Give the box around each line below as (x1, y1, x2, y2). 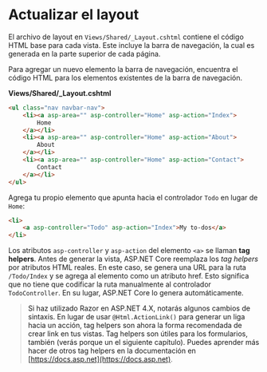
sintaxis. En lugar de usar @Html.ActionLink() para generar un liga (27, 312, 245, 322)
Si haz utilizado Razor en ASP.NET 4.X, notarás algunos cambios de (27, 303, 251, 313)
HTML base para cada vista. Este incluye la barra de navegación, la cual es (8, 40, 255, 49)
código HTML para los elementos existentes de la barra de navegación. (8, 73, 243, 82)
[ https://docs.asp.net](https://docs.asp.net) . (27, 354, 173, 364)
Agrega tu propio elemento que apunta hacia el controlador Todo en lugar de (8, 192, 258, 202)
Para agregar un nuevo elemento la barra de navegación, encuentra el (8, 64, 238, 73)
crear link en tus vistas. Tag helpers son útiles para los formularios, (27, 329, 249, 338)
